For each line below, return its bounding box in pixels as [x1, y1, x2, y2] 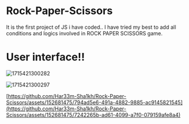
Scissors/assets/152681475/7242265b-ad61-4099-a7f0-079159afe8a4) [6, 111, 181, 118]
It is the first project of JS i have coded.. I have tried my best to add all [6, 24, 177, 31]
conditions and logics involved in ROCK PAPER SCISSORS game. [6, 29, 163, 36]
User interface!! [6, 51, 85, 64]
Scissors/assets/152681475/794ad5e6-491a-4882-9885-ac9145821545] [6, 99, 183, 106]
